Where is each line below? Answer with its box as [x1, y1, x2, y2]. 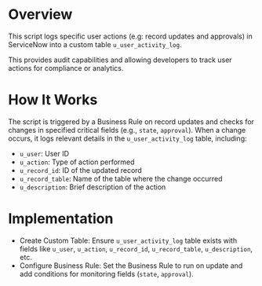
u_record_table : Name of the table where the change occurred [19, 174, 223, 183]
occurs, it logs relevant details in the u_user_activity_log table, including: [8, 134, 247, 143]
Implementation [8, 210, 114, 228]
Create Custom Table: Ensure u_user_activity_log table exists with [19, 236, 238, 245]
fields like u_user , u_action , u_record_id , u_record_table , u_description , [19, 244, 253, 253]
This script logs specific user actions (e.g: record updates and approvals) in [8, 31, 253, 41]
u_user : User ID [19, 148, 69, 158]
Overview [8, 5, 73, 24]
